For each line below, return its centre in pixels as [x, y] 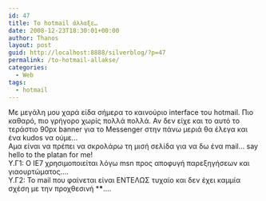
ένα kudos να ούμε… [43, 138]
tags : [17, 82]
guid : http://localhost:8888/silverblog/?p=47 [87, 53]
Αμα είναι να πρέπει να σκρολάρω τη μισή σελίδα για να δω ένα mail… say [133, 146]
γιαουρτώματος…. [39, 171]
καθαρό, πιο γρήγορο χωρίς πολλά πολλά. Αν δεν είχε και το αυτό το [124, 121]
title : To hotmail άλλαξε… [53, 23]
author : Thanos [34, 38]
